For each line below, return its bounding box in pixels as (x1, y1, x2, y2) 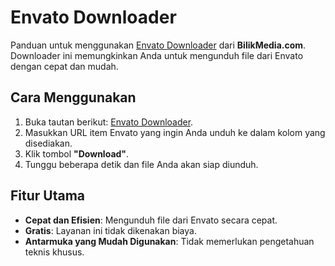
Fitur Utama (10, 187, 86, 205)
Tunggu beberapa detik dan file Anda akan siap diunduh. (24, 158, 259, 170)
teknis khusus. (24, 246, 85, 258)
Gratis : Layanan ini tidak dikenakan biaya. (24, 224, 197, 236)
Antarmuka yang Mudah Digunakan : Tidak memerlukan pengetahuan (24, 235, 315, 247)
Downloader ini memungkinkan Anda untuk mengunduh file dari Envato (10, 49, 304, 61)
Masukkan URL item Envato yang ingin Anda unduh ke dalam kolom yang (24, 126, 326, 138)
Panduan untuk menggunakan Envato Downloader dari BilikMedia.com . (10, 39, 307, 51)
